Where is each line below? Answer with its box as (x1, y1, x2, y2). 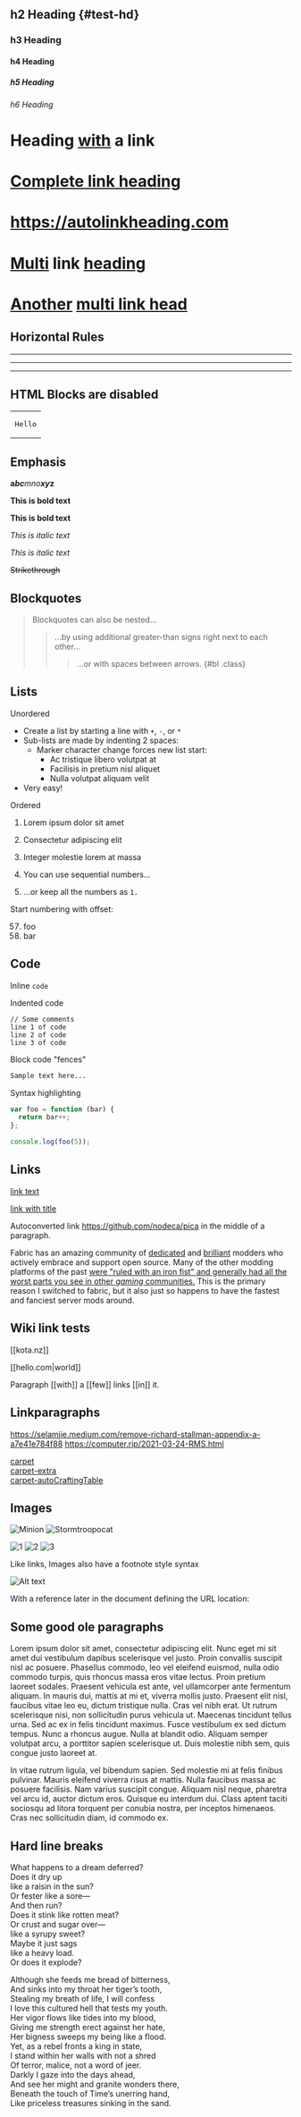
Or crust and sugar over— (10, 1919, 106, 1929)
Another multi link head (10, 294, 188, 314)
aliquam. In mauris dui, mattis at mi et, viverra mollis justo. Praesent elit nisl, (10, 1691, 288, 1701)
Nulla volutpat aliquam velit (49, 772, 150, 783)
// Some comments (10, 1015, 75, 1024)
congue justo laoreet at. (10, 1748, 97, 1759)
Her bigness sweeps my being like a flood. (10, 2031, 167, 2042)
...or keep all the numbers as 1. (22, 886, 138, 897)
